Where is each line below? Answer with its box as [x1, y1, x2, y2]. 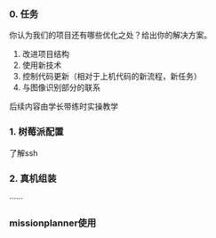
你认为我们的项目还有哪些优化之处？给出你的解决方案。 [9, 29, 212, 41]
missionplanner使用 [9, 217, 97, 229]
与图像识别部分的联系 [21, 82, 100, 93]
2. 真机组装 [9, 172, 57, 185]
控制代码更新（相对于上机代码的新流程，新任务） [21, 71, 202, 82]
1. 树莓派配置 [9, 126, 64, 138]
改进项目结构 [21, 49, 69, 60]
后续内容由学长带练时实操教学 [9, 101, 118, 112]
